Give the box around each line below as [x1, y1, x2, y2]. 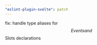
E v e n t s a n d [71, 27, 92, 34]
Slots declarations [5, 35, 41, 41]
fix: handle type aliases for [5, 20, 58, 26]
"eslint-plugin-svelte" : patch [5, 7, 68, 12]
